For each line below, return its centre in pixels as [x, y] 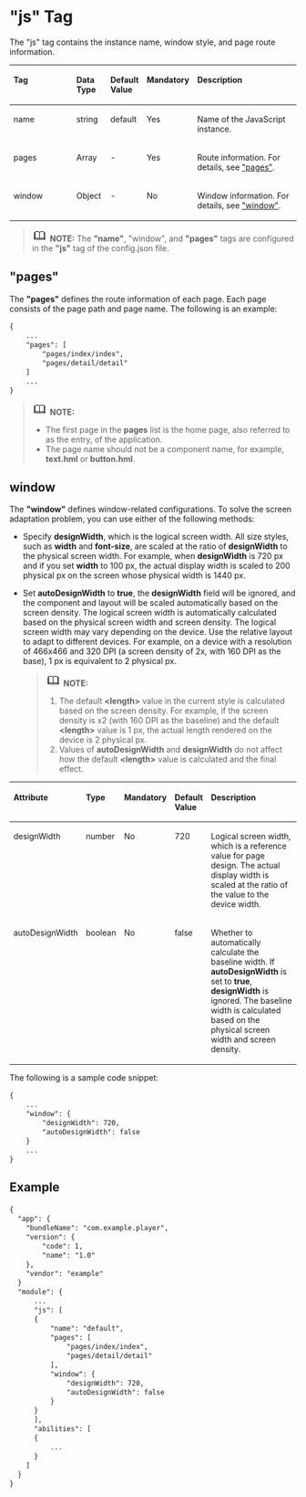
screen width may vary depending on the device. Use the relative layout [158, 632]
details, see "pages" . [236, 167]
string [87, 119]
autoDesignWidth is [249, 972]
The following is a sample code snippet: [84, 1077]
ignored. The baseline [252, 1001]
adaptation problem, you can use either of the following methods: [132, 519]
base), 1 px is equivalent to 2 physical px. [100, 661]
